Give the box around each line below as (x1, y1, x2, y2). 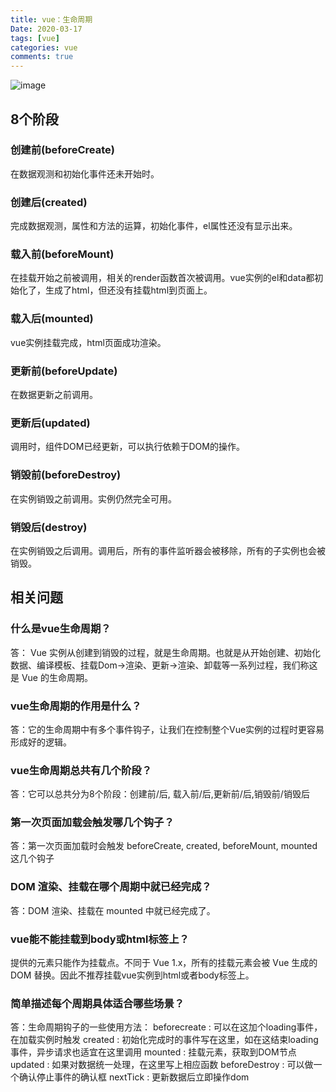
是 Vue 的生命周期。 (10, 671, 93, 683)
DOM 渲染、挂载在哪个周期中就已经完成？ (10, 880, 212, 894)
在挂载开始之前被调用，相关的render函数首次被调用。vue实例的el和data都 (10, 272, 315, 284)
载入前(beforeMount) (10, 247, 115, 261)
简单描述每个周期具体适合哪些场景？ (10, 996, 185, 1010)
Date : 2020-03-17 (10, 24, 83, 34)
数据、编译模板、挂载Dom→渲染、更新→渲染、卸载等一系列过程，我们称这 (10, 659, 318, 671)
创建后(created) (10, 195, 88, 209)
